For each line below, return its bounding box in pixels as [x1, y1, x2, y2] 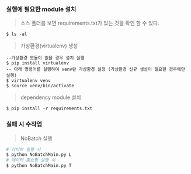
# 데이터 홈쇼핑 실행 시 [6, 157, 55, 163]
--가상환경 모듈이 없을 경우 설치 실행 [6, 55, 85, 61]
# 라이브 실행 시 [6, 146, 41, 152]
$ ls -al [6, 31, 27, 37]
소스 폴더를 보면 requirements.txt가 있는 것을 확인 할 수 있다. [20, 19, 159, 27]
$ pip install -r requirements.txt [6, 105, 93, 112]
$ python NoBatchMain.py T [6, 163, 72, 169]
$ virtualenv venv [6, 78, 51, 84]
